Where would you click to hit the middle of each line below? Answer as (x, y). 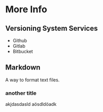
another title (21, 93)
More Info (26, 9)
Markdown (23, 68)
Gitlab (19, 46)
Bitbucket (23, 51)
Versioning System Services (52, 28)
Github (20, 40)
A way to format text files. (33, 80)
